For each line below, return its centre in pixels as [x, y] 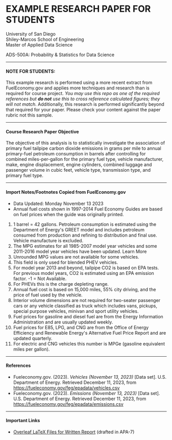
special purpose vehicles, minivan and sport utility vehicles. [76, 311]
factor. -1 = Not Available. [40, 279]
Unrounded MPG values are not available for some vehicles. [76, 257]
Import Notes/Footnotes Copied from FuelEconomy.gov [66, 192]
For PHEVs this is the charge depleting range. [61, 284]
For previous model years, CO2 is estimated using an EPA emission [84, 273]
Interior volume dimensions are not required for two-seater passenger [87, 300]
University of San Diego [31, 34]
